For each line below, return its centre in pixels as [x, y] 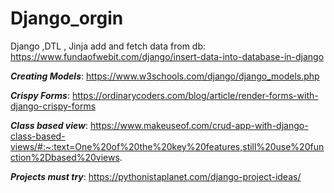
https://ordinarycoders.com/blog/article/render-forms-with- [195, 95]
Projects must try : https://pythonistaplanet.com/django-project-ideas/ [156, 176]
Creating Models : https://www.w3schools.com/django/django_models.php [165, 76]
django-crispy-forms [53, 106]
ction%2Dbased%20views [65, 157]
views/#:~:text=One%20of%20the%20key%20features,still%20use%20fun [167, 146]
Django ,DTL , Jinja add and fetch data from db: [108, 46]
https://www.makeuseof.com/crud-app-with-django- [199, 125]
